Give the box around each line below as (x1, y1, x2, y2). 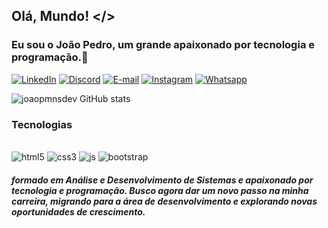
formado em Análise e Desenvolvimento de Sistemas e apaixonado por (11, 174, 314, 186)
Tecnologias (11, 117, 73, 131)
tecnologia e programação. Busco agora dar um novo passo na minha (11, 184, 309, 196)
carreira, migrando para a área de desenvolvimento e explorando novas (11, 195, 318, 207)
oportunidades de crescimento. (11, 205, 146, 218)
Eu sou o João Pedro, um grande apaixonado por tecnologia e (11, 38, 315, 52)
